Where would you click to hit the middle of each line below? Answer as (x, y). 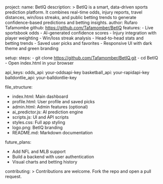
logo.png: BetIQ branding (37, 128)
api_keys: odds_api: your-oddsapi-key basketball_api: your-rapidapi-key (77, 72)
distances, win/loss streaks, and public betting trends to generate (71, 17)
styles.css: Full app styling (39, 122)
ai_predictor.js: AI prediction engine (48, 112)
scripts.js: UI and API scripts (40, 117)
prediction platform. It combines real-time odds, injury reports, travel (74, 12)
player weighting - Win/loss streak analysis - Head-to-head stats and (74, 38)
